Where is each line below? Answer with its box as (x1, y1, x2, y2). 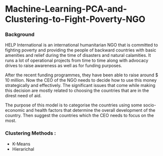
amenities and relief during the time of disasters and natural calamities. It (5, 52, 151, 58)
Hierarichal (12, 146, 35, 152)
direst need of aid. (5, 93, 42, 99)
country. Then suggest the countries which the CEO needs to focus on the (5, 113, 154, 119)
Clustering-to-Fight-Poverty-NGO (5, 14, 145, 25)
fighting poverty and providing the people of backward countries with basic (5, 47, 157, 53)
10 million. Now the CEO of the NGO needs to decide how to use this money (5, 77, 157, 83)
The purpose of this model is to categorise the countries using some (5, 102, 143, 108)
